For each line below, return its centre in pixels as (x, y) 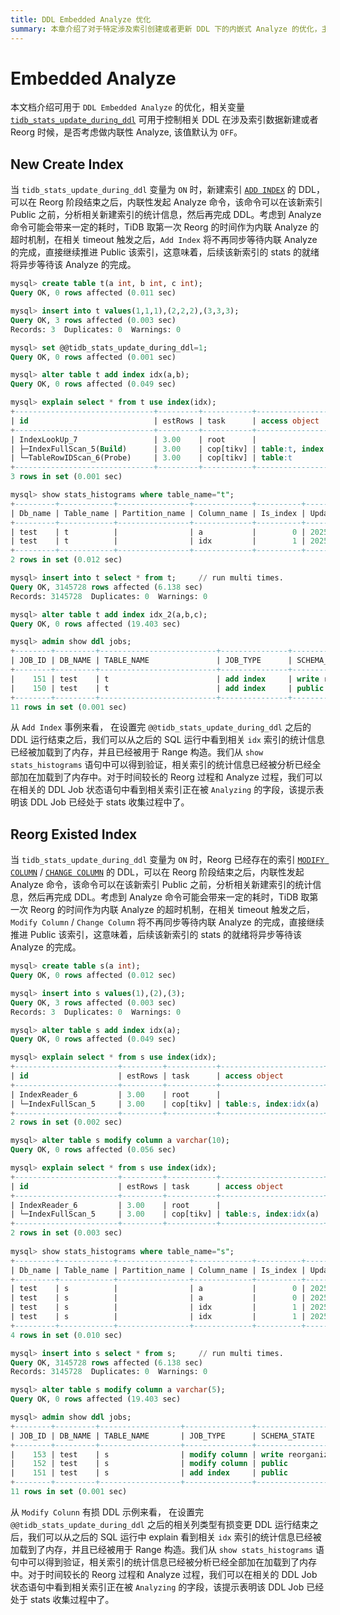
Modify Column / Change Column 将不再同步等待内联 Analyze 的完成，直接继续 (167, 922)
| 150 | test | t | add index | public (167, 688)
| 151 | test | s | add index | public (149, 1473)
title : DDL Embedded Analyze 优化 (81, 19)
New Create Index (67, 164)
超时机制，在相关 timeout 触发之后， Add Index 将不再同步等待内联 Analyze (164, 240)
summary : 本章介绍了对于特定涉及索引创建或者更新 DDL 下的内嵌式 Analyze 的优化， (166, 29)
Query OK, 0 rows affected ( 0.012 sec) (93, 976)
